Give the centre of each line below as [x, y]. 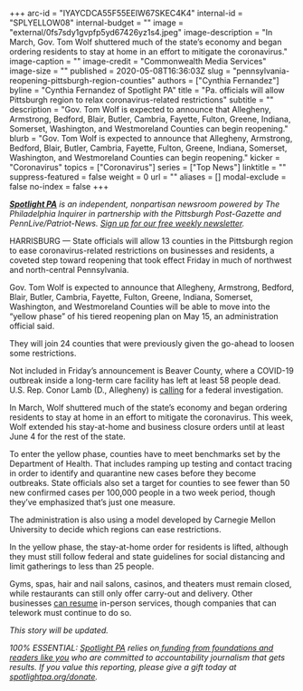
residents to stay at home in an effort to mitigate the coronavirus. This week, [151, 417]
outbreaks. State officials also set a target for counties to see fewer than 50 [150, 483]
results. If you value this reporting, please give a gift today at [123, 667]
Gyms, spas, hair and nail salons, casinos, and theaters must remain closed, [151, 584]
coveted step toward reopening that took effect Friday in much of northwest [151, 260]
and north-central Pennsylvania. [69, 270]
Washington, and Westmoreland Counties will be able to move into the [140, 307]
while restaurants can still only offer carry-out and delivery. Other [131, 594]
